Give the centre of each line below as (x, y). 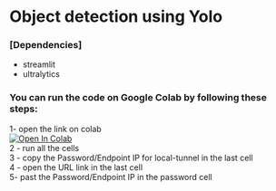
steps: (24, 109)
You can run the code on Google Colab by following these (138, 98)
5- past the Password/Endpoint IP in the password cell (111, 177)
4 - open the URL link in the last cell (76, 167)
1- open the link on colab (55, 129)
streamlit (39, 64)
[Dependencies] (46, 45)
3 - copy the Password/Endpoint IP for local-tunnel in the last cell (131, 158)
